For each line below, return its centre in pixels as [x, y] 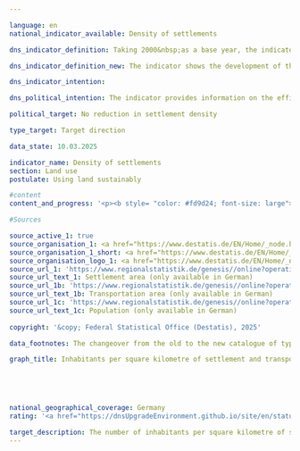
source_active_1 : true [51, 236]
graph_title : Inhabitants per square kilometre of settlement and [135, 359]
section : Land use [43, 171]
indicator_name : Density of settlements [86, 163]
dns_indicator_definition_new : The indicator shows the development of [145, 66]
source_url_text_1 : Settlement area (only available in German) [131, 278]
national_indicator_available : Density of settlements [113, 33]
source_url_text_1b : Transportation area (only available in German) [142, 294]
